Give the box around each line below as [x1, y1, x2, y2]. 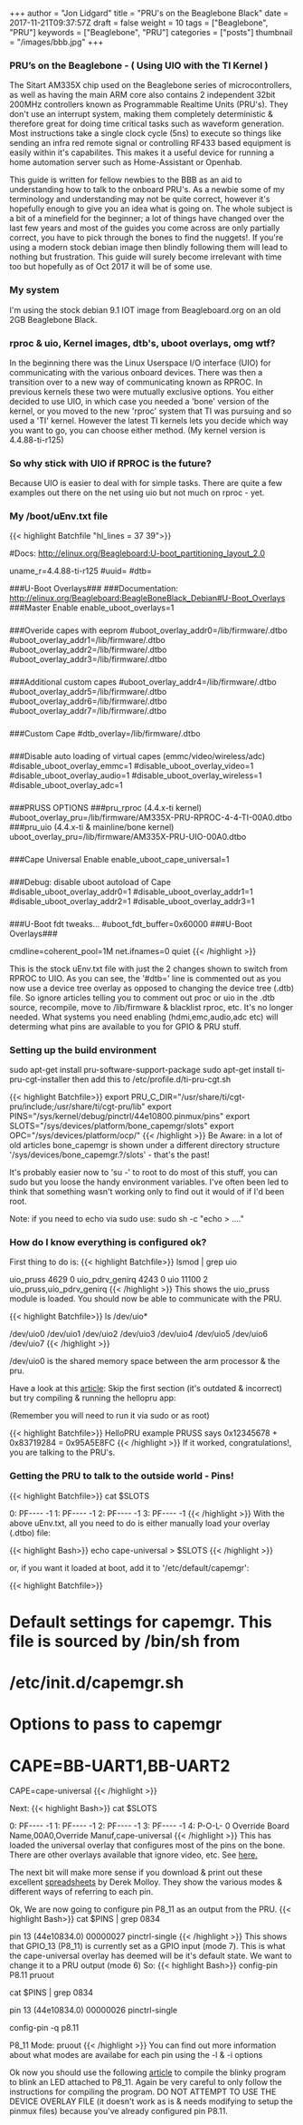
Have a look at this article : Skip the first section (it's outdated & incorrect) [9, 1383, 283, 1394]
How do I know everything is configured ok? [9, 1236, 207, 1249]
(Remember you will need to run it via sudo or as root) [9, 1410, 210, 1421]
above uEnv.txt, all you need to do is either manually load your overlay [9, 1517, 270, 1528]
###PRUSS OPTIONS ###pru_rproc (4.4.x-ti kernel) [9, 803, 202, 814]
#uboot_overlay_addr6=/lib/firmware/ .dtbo [9, 696, 167, 707]
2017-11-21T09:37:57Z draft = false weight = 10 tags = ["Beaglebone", [9, 17, 269, 28]
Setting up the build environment [9, 1043, 157, 1056]
